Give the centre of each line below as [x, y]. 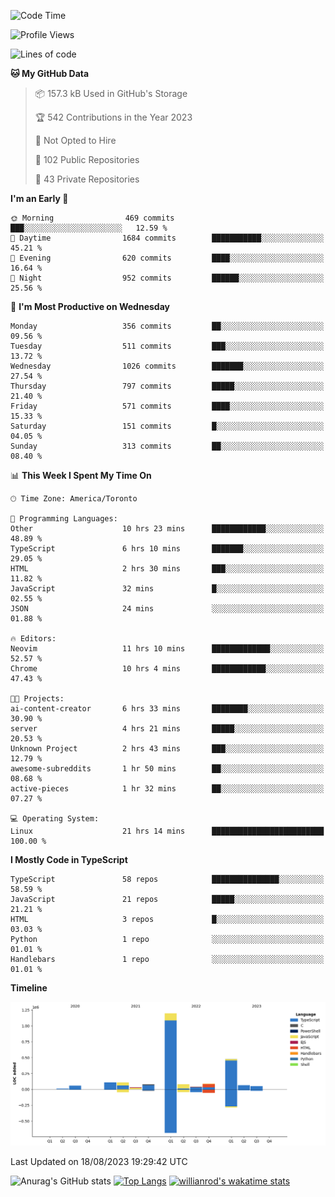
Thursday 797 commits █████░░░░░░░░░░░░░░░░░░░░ [167, 386]
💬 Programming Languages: [64, 519]
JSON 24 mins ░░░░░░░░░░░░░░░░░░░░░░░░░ [167, 609]
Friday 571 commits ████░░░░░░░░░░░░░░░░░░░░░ [167, 406]
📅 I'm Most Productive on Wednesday [90, 306]
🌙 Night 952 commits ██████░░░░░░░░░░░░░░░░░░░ [167, 278]
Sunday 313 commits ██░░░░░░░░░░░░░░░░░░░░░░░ [167, 446]
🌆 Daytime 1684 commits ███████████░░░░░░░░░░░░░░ [167, 238]
